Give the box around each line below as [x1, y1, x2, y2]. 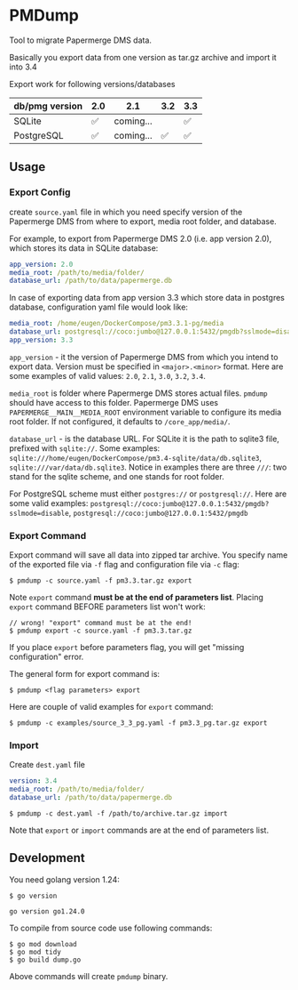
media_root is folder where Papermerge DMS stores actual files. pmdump [9, 388, 268, 398]
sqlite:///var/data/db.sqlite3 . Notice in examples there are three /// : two [9, 462, 287, 472]
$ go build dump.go [9, 955, 82, 964]
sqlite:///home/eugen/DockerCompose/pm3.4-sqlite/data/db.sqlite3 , [9, 452, 263, 463]
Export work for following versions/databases [9, 78, 176, 89]
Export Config [9, 186, 71, 198]
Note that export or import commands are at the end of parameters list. [9, 825, 269, 836]
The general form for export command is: [9, 669, 161, 680]
